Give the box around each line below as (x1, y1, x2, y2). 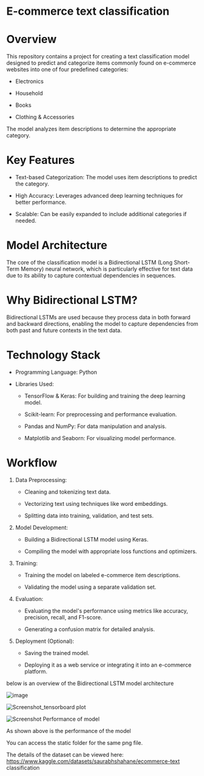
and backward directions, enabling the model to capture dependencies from (6, 320, 198, 327)
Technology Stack (6, 348, 101, 362)
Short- (173, 259, 191, 266)
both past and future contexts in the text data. (6, 327, 123, 334)
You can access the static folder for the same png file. (6, 739, 143, 747)
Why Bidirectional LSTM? (6, 293, 138, 308)
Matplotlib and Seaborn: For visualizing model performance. (24, 434, 176, 441)
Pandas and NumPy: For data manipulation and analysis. (24, 422, 167, 430)
